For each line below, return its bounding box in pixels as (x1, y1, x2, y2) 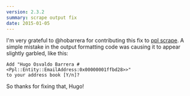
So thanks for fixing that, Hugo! (6, 83, 85, 90)
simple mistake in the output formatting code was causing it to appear (6, 43, 181, 50)
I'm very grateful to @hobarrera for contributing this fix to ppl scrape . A (6, 37, 185, 44)
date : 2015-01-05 (6, 20, 50, 26)
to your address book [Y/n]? (6, 72, 80, 78)
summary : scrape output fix (6, 15, 77, 21)
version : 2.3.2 (6, 9, 45, 15)
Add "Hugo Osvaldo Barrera (6, 61, 74, 67)
